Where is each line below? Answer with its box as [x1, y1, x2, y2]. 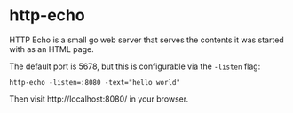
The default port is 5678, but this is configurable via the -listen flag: [9, 61, 261, 72]
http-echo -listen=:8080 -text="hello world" [9, 78, 180, 87]
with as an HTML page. [9, 43, 95, 54]
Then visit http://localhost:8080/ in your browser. [9, 94, 189, 104]
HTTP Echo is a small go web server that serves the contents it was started [9, 34, 284, 45]
